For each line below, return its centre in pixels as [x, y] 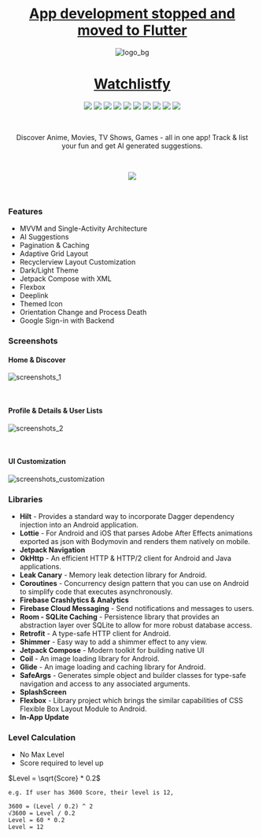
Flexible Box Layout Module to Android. [83, 709]
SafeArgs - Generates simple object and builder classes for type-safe [133, 675]
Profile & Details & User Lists [55, 410]
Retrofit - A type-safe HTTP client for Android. [95, 633]
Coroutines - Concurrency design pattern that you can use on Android [134, 583]
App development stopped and [132, 14]
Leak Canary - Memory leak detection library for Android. [113, 575]
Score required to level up [61, 763]
